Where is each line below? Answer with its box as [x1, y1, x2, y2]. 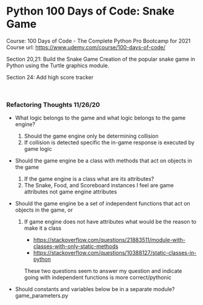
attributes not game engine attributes [24, 188, 117, 195]
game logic [24, 146, 53, 153]
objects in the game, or [15, 206, 73, 213]
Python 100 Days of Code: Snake [6, 4, 175, 18]
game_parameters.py [15, 292, 68, 300]
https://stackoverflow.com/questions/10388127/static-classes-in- [33, 249, 197, 256]
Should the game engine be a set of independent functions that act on [15, 200, 191, 207]
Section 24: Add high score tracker [6, 73, 94, 81]
